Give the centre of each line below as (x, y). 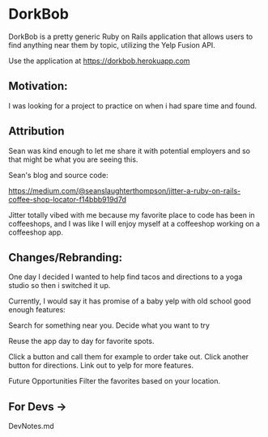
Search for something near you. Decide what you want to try (109, 325)
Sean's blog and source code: (58, 175)
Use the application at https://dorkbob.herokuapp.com (99, 61)
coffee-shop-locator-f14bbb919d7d (68, 199)
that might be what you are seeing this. (73, 159)
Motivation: (38, 86)
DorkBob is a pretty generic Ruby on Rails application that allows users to (131, 36)
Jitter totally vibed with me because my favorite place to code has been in (132, 214)
